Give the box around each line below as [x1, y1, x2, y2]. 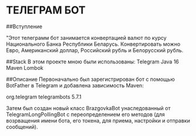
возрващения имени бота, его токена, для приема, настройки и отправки [6, 117, 190, 124]
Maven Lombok [6, 64, 44, 71]
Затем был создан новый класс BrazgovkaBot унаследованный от [6, 104, 171, 111]
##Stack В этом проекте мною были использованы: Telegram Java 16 [6, 58, 180, 65]
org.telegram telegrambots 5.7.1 [6, 93, 82, 100]
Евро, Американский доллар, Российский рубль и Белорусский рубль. [6, 46, 184, 53]
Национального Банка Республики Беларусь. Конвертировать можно [6, 40, 181, 47]
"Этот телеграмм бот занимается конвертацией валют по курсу [6, 34, 167, 41]
